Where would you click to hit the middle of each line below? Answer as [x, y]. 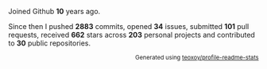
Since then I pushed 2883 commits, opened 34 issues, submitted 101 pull [129, 26]
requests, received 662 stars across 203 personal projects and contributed [132, 35]
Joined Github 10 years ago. [54, 11]
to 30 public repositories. [50, 43]
